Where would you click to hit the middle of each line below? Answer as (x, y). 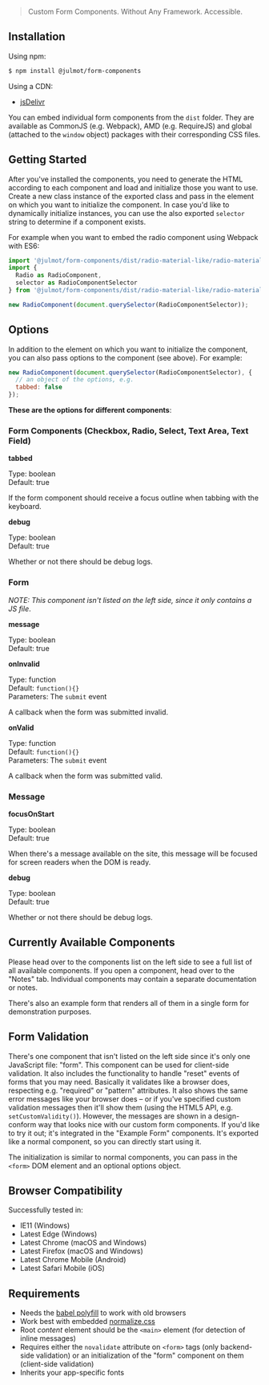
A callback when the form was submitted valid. (85, 776)
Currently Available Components (92, 943)
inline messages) (48, 1338)
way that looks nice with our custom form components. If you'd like (149, 1124)
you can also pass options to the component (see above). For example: (125, 357)
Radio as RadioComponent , (59, 275)
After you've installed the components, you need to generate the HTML (126, 179)
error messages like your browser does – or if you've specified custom (125, 1098)
